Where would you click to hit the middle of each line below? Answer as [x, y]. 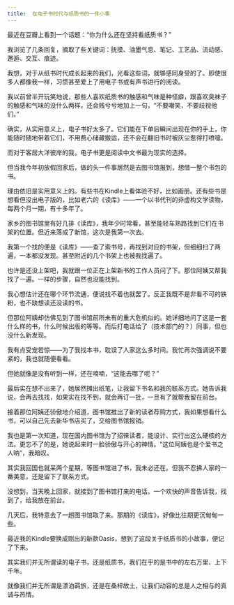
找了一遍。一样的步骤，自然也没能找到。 [65, 279]
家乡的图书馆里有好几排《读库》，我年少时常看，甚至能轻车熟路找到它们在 [112, 223]
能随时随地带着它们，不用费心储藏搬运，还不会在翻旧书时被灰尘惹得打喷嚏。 [117, 138]
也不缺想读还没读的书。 [53, 302]
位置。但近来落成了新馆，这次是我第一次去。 [83, 232]
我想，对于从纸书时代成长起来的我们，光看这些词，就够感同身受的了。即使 [114, 73]
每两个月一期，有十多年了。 [47, 208]
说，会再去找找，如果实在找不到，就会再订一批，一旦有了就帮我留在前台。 [114, 397]
